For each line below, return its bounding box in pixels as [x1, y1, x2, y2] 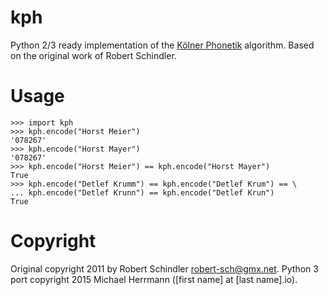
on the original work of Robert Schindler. [10, 49, 177, 61]
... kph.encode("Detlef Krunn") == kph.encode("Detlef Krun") [10, 187, 275, 198]
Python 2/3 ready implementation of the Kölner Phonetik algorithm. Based [10, 39, 315, 51]
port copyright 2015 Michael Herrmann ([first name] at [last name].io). [10, 273, 298, 285]
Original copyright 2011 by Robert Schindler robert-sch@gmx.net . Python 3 [10, 262, 319, 275]
